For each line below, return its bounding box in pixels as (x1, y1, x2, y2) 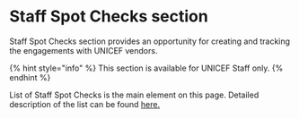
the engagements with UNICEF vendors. (9, 45, 158, 55)
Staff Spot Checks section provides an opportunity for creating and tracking (9, 36, 290, 46)
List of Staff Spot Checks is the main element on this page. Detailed (9, 89, 259, 100)
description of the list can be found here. (9, 98, 161, 109)
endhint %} (9, 72, 51, 82)
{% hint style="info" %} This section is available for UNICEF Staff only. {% (9, 63, 284, 73)
